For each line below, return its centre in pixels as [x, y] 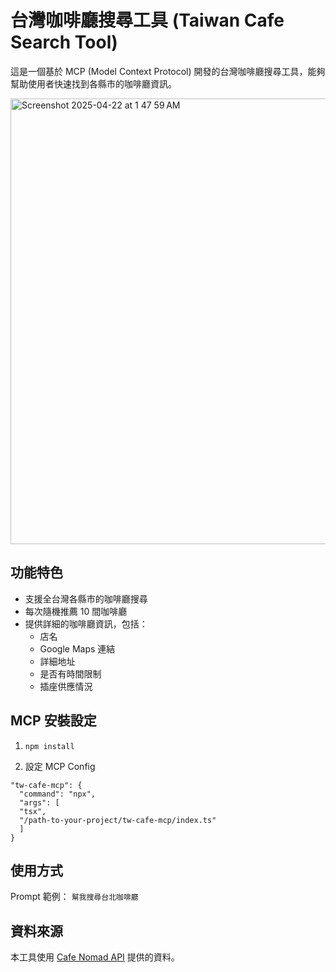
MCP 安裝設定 [53, 721]
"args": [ [39, 802]
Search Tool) [64, 42]
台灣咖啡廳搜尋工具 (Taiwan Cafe [147, 20]
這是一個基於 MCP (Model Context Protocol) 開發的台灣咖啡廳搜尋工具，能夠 [168, 71]
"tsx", [33, 811]
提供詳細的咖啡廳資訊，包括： [86, 623]
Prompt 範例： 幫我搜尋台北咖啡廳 [74, 897]
